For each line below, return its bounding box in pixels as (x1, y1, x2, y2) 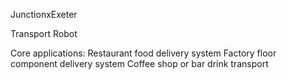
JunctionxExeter (10, 9, 78, 20)
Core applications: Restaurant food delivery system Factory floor (10, 47, 277, 59)
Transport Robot (10, 28, 78, 39)
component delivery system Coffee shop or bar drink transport (10, 58, 269, 69)
